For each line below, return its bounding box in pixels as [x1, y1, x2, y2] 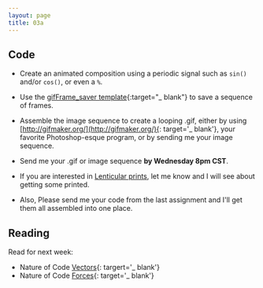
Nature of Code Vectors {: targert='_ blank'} [19, 263, 160, 272]
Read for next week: [8, 247, 73, 257]
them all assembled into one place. [19, 204, 133, 213]
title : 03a [8, 19, 44, 27]
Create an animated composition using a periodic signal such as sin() [19, 68, 247, 79]
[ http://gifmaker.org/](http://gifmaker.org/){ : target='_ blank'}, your [19, 124, 236, 134]
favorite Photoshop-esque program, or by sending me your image [19, 133, 234, 142]
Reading [8, 226, 50, 240]
